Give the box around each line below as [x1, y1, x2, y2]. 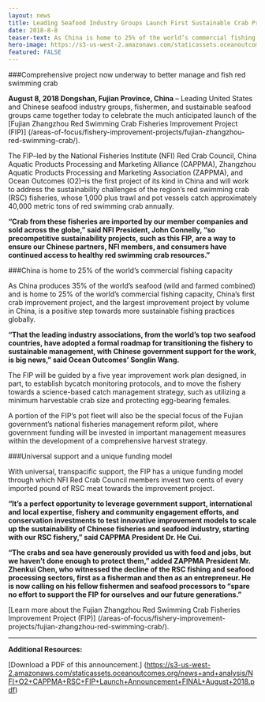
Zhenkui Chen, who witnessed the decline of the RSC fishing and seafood [8, 564, 255, 574]
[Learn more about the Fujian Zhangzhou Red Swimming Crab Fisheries [8, 606, 241, 614]
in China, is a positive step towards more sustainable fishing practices [8, 306, 235, 315]
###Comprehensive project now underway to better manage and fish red [8, 70, 246, 79]
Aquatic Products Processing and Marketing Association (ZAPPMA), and [8, 168, 243, 177]
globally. [8, 315, 36, 324]
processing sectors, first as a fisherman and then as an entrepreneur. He [8, 573, 252, 582]
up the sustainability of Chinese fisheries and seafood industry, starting [8, 524, 250, 534]
